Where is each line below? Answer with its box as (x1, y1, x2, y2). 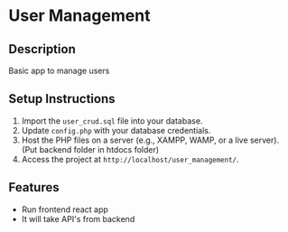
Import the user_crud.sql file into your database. (21, 115, 203, 126)
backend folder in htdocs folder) (39, 144, 160, 154)
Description (8, 42, 76, 57)
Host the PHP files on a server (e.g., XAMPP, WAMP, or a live (21, 135, 249, 145)
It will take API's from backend (21, 213, 135, 224)
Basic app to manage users (8, 65, 110, 76)
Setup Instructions (8, 91, 116, 107)
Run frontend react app (21, 204, 109, 215)
